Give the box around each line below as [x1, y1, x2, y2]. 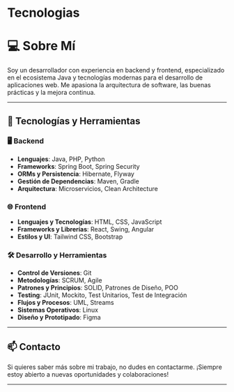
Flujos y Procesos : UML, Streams [17, 299, 115, 307]
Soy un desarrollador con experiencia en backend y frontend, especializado [7, 66, 225, 75]
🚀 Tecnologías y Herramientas [7, 115, 141, 127]
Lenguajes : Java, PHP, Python [17, 155, 105, 163]
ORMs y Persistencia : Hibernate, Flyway [17, 169, 134, 178]
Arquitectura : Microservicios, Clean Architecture [17, 184, 158, 193]
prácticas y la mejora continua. [7, 89, 96, 97]
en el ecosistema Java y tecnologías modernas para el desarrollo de [7, 73, 203, 82]
